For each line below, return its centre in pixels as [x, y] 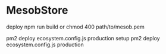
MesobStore [37, 10]
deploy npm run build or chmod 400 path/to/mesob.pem [75, 27]
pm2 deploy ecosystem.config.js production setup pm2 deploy [83, 38]
